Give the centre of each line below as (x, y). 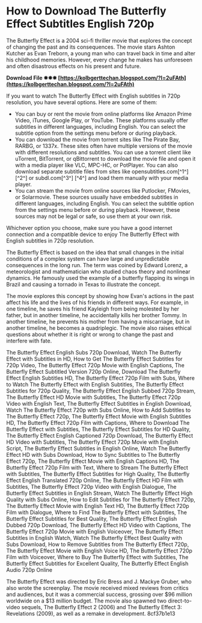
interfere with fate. (29, 341)
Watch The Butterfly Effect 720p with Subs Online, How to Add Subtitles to (99, 410)
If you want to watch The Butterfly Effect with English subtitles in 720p (93, 96)
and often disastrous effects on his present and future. (74, 66)
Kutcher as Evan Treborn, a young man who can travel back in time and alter (101, 53)
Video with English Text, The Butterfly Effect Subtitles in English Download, (99, 403)
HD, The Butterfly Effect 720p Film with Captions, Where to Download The (98, 423)
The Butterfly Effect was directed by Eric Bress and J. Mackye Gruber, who (99, 581)
